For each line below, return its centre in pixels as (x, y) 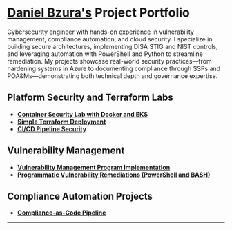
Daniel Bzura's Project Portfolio (98, 13)
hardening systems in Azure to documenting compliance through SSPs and (114, 68)
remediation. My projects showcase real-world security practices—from (109, 61)
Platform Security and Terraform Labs (90, 98)
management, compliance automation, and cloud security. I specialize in (110, 39)
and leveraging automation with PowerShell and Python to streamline (105, 54)
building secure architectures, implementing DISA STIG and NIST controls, (113, 46)
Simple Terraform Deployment (61, 122)
